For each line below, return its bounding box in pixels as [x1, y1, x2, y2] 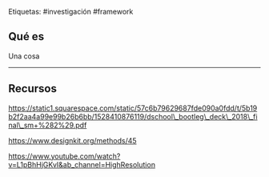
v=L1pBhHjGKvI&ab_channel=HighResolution [8, 159, 156, 169]
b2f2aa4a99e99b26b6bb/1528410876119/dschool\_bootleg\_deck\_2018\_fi [8, 111, 258, 121]
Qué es [8, 30, 45, 43]
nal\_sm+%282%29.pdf [8, 120, 87, 130]
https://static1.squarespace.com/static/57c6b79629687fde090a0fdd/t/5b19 [8, 103, 258, 113]
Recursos [8, 82, 58, 95]
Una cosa [8, 51, 40, 61]
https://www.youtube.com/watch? [8, 151, 121, 161]
